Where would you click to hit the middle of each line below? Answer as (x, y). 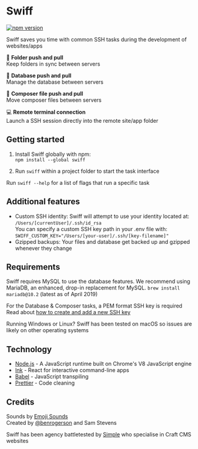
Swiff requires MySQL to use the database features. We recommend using (98, 282)
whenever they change (43, 248)
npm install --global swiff (50, 160)
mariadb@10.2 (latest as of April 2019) (52, 294)
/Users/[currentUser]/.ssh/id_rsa (58, 223)
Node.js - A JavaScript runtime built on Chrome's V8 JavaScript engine (103, 364)
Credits (20, 402)
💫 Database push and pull (39, 75)
